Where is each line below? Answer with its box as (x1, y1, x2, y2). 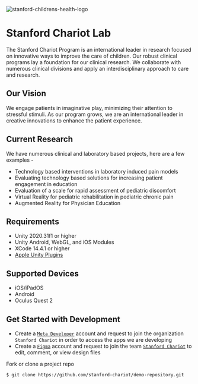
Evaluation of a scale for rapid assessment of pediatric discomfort (14, 187, 176, 194)
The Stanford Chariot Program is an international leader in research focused (6, 46, 191, 53)
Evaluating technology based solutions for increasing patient (14, 174, 163, 181)
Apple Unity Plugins (14, 251, 63, 259)
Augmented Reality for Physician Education (14, 199, 120, 206)
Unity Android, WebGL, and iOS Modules (14, 238, 114, 246)
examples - (6, 156, 34, 163)
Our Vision (6, 89, 46, 99)
